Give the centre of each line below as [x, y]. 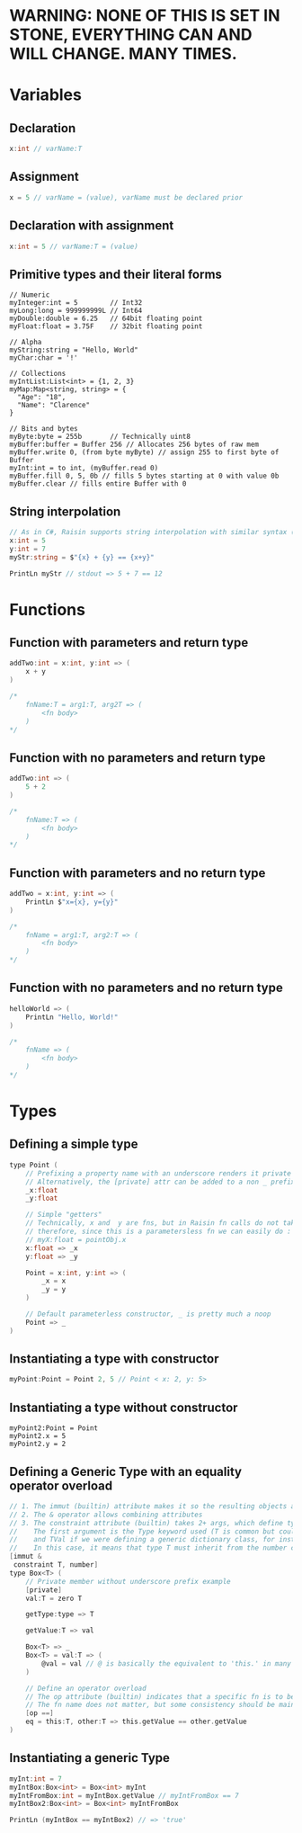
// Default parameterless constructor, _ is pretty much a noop [148, 1314]
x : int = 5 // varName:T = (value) [74, 246]
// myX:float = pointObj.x [76, 1239]
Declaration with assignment [92, 226]
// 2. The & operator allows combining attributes [106, 1515]
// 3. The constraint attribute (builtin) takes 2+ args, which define [146, 1523]
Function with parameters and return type [129, 643]
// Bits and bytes [44, 429]
